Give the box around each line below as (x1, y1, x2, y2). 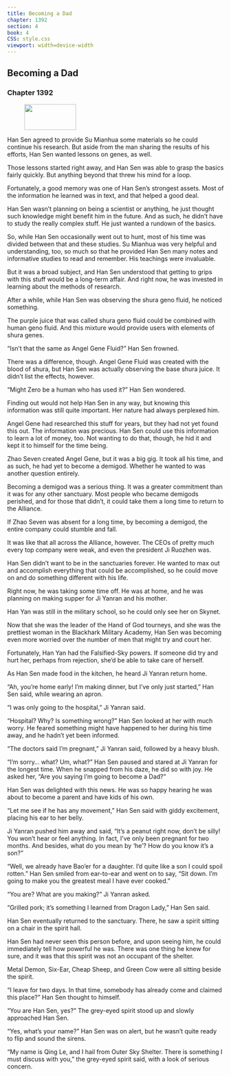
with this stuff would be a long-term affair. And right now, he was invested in (7, 275, 223, 283)
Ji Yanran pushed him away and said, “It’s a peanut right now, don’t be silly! (7, 827, 221, 835)
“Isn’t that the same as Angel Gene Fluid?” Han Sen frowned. (7, 344, 179, 352)
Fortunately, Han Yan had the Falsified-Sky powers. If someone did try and (7, 649, 219, 657)
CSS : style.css (7, 36, 51, 43)
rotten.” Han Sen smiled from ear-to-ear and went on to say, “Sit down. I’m (7, 869, 218, 877)
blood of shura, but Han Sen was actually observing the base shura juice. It (7, 365, 220, 373)
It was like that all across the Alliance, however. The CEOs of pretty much (7, 538, 214, 546)
